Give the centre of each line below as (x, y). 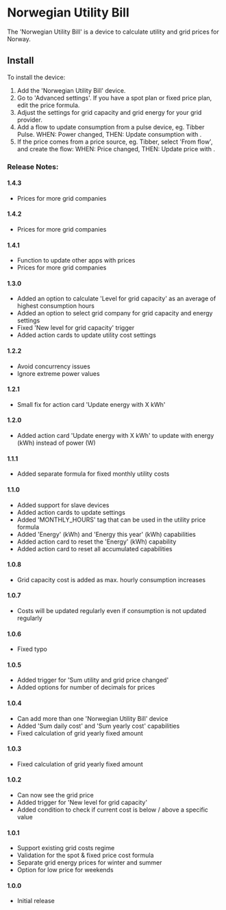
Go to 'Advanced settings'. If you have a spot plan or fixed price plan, (114, 98)
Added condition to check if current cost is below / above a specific (113, 810)
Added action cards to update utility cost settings (86, 335)
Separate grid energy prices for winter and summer (89, 863)
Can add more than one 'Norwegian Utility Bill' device (92, 718)
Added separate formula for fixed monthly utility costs (93, 474)
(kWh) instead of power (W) (56, 443)
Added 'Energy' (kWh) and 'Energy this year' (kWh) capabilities (106, 534)
